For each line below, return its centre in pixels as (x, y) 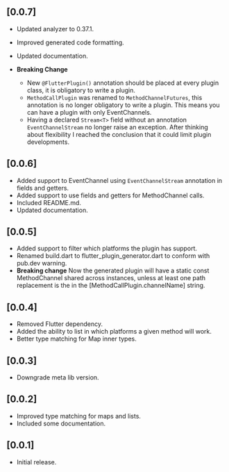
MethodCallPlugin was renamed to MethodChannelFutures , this (114, 97)
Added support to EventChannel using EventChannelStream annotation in (119, 180)
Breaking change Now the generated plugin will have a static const (113, 270)
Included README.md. (49, 202)
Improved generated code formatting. (70, 42)
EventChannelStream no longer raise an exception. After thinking (118, 127)
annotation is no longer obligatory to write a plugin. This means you (123, 105)
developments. (48, 142)
